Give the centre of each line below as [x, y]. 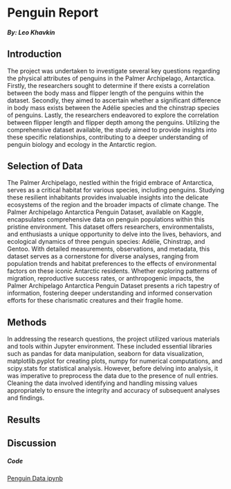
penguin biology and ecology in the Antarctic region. [82, 144]
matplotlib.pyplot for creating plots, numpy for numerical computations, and [115, 361]
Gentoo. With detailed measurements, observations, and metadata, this [109, 249]
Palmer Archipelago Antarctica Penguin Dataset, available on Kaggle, [105, 212]
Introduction [35, 54]
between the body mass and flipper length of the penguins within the [105, 93]
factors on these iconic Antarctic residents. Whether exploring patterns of [112, 271]
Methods [27, 322]
